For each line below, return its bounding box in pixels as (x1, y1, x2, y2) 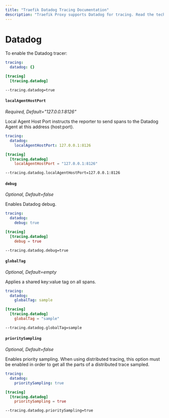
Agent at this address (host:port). (5, 124, 74, 130)
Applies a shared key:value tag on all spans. (5, 279, 97, 285)
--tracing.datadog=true (5, 88, 55, 93)
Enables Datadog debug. (5, 201, 57, 207)
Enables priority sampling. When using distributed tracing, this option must (5, 356, 160, 362)
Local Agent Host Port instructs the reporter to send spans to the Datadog (5, 119, 158, 125)
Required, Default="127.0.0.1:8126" (5, 109, 76, 115)
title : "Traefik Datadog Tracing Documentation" (5, 7, 109, 13)
